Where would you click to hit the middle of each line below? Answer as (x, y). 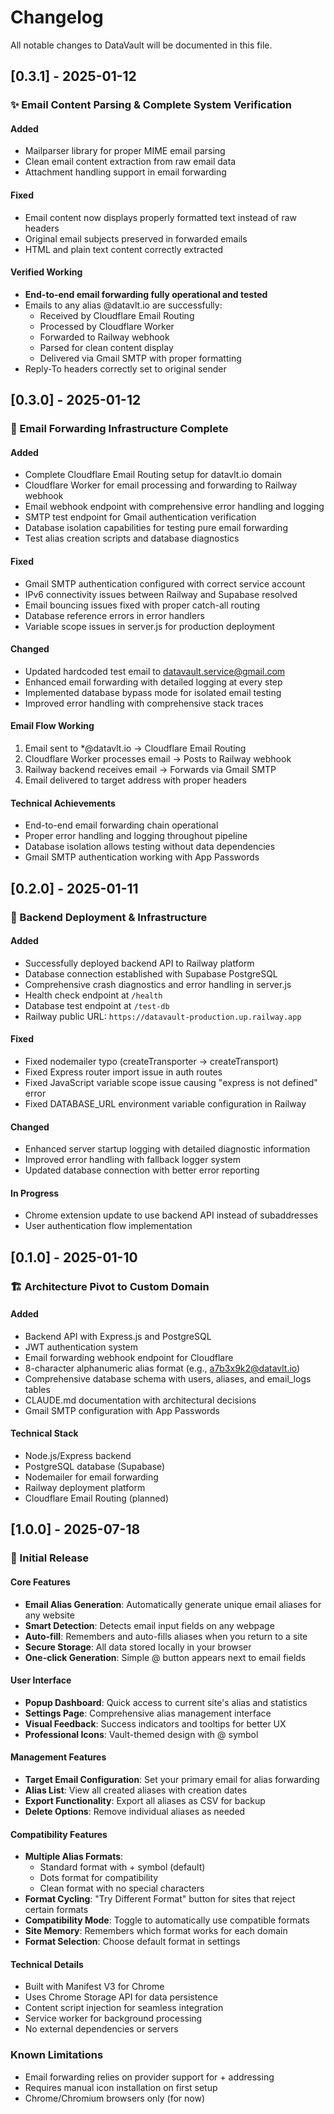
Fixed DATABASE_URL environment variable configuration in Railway (165, 1103)
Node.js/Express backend (78, 1456)
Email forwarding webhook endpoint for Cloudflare (129, 1357)
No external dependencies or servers (101, 2029)
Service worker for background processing (113, 2018)
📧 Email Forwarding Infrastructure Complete (119, 429)
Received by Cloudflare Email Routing (117, 315)
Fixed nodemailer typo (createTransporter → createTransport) (151, 1061)
